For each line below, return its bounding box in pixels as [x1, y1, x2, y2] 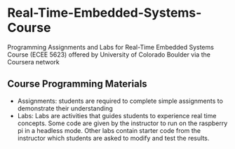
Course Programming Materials [7, 78, 147, 90]
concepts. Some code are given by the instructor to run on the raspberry [17, 119, 228, 127]
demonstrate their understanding [17, 104, 114, 113]
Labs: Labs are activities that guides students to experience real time [17, 111, 217, 120]
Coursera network [7, 57, 60, 66]
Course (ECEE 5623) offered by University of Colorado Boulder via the [7, 50, 210, 59]
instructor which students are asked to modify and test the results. [17, 134, 210, 142]
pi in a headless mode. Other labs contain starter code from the [17, 126, 201, 134]
